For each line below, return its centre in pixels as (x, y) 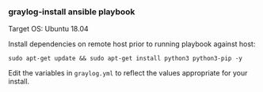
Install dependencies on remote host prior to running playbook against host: (132, 44)
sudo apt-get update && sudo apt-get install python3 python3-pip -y (126, 59)
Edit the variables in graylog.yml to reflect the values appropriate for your (128, 73)
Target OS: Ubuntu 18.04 (48, 29)
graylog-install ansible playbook (72, 12)
